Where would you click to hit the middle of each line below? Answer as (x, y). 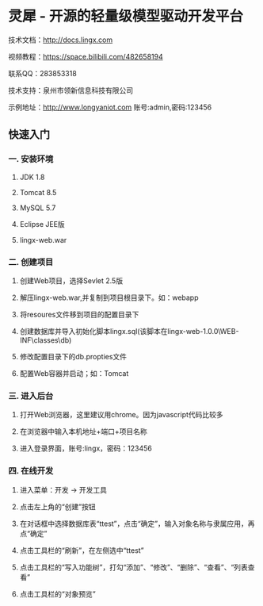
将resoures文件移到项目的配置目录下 (79, 314)
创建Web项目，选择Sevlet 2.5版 (71, 280)
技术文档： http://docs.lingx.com (61, 40)
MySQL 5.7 (38, 208)
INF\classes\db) (46, 340)
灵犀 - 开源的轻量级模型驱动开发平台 (126, 16)
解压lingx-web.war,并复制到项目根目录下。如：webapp (109, 297)
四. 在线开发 (31, 471)
